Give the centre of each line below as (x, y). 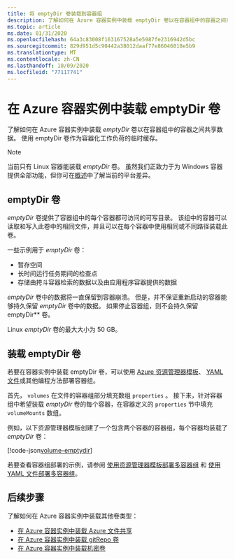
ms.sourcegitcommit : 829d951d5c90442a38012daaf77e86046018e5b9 (101, 46)
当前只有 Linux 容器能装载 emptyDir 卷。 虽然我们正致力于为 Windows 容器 (115, 167)
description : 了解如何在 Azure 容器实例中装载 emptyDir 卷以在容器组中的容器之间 (117, 20)
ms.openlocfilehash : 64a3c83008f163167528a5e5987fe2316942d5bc (101, 40)
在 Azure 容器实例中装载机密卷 (62, 548)
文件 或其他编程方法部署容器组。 (53, 381)
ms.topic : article (34, 27)
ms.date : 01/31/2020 (37, 33)
